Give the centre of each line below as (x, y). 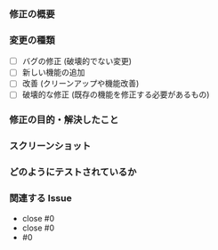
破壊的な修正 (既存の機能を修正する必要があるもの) (116, 94)
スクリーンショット (50, 146)
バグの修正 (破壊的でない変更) (77, 61)
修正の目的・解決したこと (64, 120)
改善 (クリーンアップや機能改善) (81, 84)
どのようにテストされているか (73, 173)
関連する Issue (41, 198)
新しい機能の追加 (53, 72)
